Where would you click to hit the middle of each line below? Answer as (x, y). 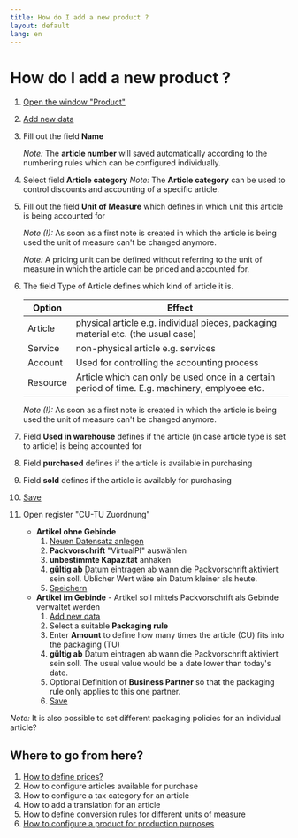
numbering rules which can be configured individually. (122, 163)
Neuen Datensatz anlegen (96, 542)
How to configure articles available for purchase (110, 786)
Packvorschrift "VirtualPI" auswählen (118, 550)
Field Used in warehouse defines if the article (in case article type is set (154, 437)
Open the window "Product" (74, 102)
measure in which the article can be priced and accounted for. (136, 269)
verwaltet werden (68, 607)
